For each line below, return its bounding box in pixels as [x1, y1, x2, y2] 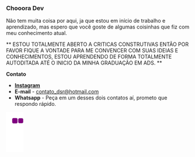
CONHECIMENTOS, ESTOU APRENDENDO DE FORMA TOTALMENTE [6, 53, 172, 60]
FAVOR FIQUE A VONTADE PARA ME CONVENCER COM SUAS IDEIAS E [6, 47, 179, 54]
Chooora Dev [6, 4, 44, 12]
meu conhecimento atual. [6, 30, 67, 37]
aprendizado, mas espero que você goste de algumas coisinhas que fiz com [6, 23, 190, 30]
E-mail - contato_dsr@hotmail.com [14, 88, 99, 95]
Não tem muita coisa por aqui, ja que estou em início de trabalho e [6, 17, 166, 24]
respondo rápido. [14, 101, 57, 108]
